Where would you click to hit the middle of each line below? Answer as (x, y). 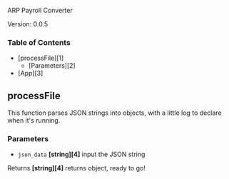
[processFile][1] (41, 58)
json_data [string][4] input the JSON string (81, 154)
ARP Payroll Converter (40, 10)
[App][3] (30, 73)
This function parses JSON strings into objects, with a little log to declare (115, 113)
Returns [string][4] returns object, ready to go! (77, 168)
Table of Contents (39, 42)
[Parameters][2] (52, 66)
